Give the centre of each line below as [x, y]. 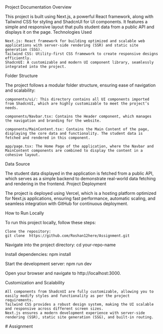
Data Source [18, 164]
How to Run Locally [25, 213]
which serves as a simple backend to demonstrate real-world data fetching [81, 178]
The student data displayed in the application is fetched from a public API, [79, 173]
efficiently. [18, 58]
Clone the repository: [28, 231]
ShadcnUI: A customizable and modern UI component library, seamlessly [79, 63]
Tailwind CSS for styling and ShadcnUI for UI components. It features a [76, 22]
